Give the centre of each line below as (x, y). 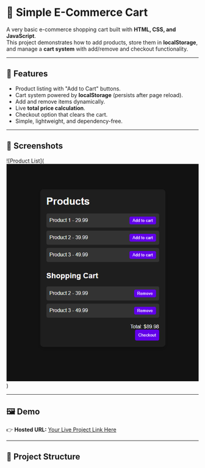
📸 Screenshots (35, 146)
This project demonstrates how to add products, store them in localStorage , (102, 42)
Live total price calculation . (50, 108)
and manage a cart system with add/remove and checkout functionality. (97, 49)
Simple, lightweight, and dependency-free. (69, 121)
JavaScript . (21, 35)
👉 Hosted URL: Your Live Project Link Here (62, 430)
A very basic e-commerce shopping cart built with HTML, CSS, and (91, 29)
